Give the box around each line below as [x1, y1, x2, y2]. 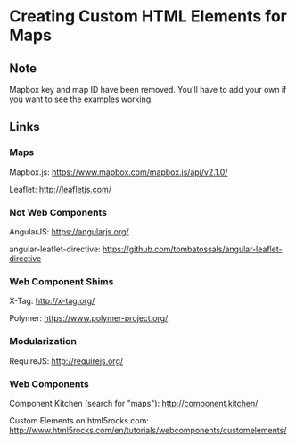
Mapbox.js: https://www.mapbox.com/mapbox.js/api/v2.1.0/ [9, 167, 228, 177]
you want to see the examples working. [9, 94, 153, 104]
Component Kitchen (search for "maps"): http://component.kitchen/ [9, 398, 259, 408]
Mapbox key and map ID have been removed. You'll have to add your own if [9, 85, 287, 95]
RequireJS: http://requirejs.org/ [9, 355, 124, 366]
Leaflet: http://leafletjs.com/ [9, 184, 112, 194]
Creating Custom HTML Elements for [9, 6, 287, 27]
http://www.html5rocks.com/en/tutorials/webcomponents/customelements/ [9, 424, 287, 435]
